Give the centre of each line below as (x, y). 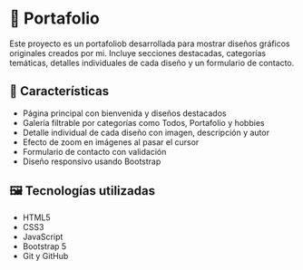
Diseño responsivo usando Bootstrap (92, 161)
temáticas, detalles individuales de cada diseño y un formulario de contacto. (152, 63)
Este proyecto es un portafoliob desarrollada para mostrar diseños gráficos (150, 43)
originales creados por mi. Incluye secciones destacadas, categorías (138, 53)
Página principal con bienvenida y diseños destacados (124, 113)
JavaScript (43, 236)
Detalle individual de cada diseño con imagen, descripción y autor (146, 132)
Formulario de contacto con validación (94, 151)
